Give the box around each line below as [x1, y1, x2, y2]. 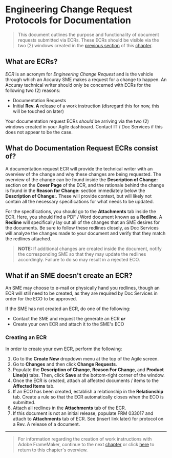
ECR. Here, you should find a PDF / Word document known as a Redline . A [5, 214, 162, 220]
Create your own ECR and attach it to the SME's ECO [12, 321, 124, 327]
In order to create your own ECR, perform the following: [5, 346, 122, 352]
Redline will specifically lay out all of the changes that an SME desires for [5, 219, 160, 225]
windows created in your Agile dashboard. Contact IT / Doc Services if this [5, 123, 163, 129]
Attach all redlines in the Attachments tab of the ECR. [12, 405, 126, 411]
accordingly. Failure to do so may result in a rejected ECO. [17, 256, 140, 262]
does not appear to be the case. [5, 129, 73, 135]
